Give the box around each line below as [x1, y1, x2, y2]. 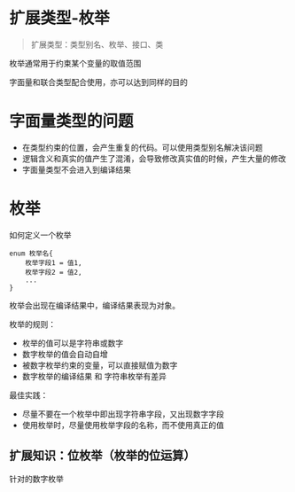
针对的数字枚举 [9, 473, 64, 484]
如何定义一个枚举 [9, 230, 72, 240]
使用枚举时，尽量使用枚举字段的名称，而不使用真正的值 [21, 419, 224, 430]
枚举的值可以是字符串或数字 [21, 338, 124, 348]
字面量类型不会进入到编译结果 [21, 164, 131, 175]
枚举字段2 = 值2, [25, 268, 82, 277]
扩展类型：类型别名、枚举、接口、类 [30, 39, 164, 50]
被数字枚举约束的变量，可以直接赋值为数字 [21, 360, 178, 371]
